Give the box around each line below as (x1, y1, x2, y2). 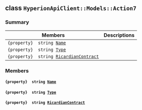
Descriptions (103, 32, 135, 39)
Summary (5, 19, 30, 26)
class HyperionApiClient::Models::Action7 (5, 4, 137, 12)
